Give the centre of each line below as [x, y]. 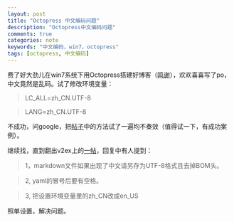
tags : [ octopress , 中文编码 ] [48, 54]
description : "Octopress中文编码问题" [62, 27]
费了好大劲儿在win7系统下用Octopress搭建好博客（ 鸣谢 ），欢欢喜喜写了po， [119, 75]
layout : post [27, 14]
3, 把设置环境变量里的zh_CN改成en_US [81, 196]
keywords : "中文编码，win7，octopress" [63, 47]
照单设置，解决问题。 [38, 211]
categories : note [33, 41]
